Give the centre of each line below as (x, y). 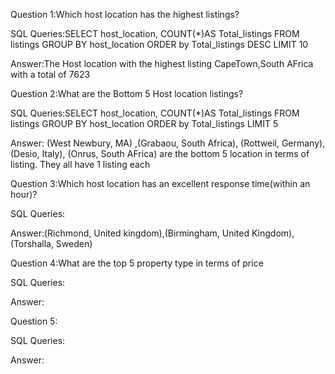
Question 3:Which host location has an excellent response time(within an (160, 183)
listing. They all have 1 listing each (80, 164)
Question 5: (34, 321)
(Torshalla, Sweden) (51, 243)
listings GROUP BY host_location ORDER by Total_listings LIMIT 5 (144, 123)
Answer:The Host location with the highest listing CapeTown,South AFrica (162, 63)
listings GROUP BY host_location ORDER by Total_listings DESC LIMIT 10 (159, 44)
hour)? (24, 194)
